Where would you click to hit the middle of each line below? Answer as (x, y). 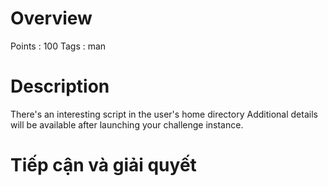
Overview (51, 18)
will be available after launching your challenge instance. (127, 124)
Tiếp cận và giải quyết (103, 165)
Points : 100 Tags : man (58, 46)
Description (60, 86)
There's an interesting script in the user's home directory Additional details (164, 114)
